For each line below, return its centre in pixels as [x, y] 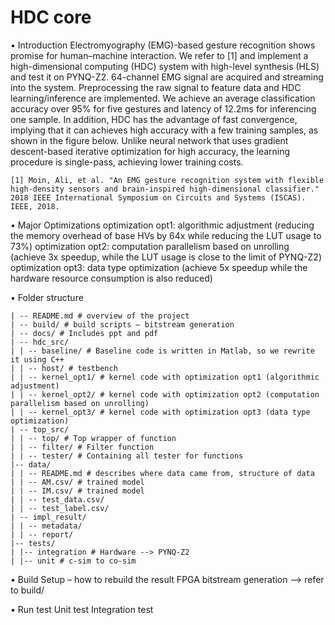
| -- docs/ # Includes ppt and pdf [84, 333]
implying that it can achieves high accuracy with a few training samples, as [164, 130]
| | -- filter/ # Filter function [82, 447]
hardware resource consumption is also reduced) [111, 278]
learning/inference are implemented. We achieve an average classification [163, 98]
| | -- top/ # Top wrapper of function [93, 438]
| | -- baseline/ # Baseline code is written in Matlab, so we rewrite [162, 351]
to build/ [27, 590]
